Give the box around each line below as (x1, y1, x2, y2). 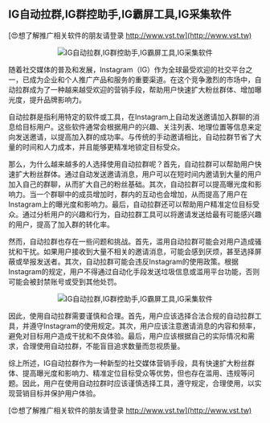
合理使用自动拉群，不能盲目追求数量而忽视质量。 (22, 341, 185, 351)
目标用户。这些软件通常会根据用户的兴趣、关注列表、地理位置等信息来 (22, 121, 255, 131)
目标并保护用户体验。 (29, 388, 100, 398)
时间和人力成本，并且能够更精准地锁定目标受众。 (22, 142, 185, 151)
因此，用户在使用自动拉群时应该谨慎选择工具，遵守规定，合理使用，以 (22, 378, 255, 388)
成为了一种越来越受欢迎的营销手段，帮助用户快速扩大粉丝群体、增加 (29, 84, 255, 94)
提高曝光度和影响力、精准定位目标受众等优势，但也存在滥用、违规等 (22, 368, 247, 378)
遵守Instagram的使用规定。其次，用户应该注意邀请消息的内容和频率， (29, 321, 260, 331)
